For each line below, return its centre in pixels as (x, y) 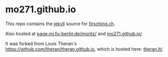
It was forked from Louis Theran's (41, 43)
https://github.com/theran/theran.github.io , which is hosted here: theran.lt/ (84, 49)
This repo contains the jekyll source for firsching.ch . (60, 24)
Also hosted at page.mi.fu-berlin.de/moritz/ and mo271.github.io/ (74, 33)
